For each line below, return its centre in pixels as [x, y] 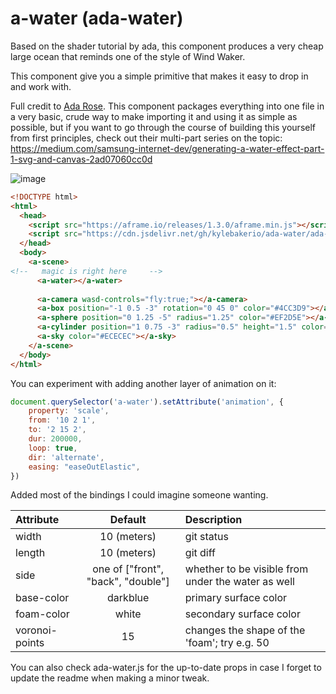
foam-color [42, 614]
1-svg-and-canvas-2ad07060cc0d [81, 159]
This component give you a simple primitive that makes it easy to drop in [159, 76]
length [30, 553]
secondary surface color [242, 614]
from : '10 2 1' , [62, 420]
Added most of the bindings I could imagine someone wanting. [139, 495]
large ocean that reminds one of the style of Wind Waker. [128, 56]
